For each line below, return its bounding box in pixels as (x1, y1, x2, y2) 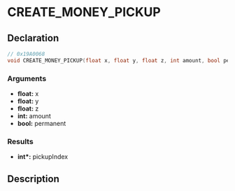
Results (7, 136, 34, 146)
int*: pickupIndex (17, 153, 69, 161)
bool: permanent (17, 120, 66, 128)
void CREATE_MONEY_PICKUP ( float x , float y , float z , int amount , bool (7, 57, 220, 64)
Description (7, 173, 59, 185)
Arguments (7, 73, 47, 83)
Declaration (7, 32, 59, 44)
